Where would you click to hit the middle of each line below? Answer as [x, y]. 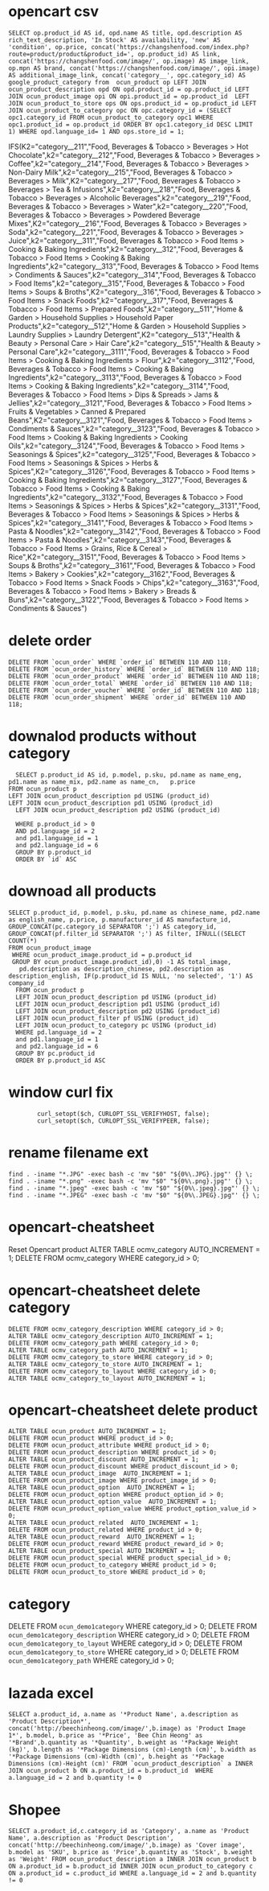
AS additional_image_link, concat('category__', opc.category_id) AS [127, 75]
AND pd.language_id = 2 [55, 831]
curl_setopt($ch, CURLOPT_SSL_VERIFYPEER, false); [124, 1121]
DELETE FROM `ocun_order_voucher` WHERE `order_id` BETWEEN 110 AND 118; [134, 690]
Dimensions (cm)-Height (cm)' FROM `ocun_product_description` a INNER [130, 1764]
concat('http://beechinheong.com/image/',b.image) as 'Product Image [127, 1728]
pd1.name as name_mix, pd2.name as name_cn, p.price [102, 782]
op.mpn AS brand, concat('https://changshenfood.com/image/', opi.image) [134, 68]
